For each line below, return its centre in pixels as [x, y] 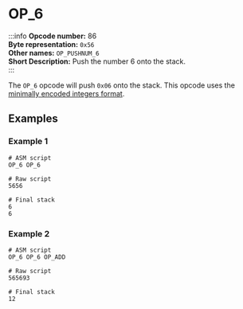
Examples [33, 119]
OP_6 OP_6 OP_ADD [37, 257]
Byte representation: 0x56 [51, 44]
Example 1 [28, 142]
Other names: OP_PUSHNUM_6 [54, 53]
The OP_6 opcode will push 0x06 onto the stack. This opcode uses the [121, 85]
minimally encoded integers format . [67, 93]
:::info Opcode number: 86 [53, 36]
